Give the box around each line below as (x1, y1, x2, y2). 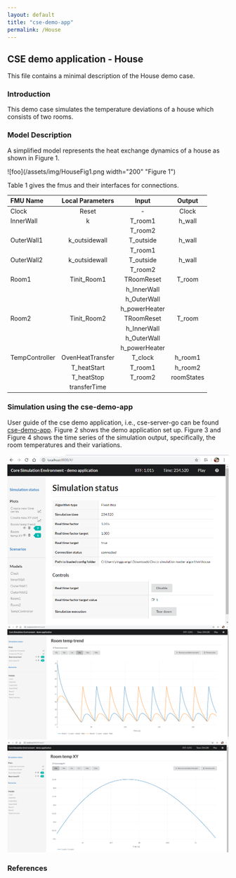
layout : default (7, 11, 55, 18)
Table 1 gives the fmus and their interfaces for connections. (7, 181, 179, 189)
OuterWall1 (10, 236, 44, 245)
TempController (10, 354, 56, 362)
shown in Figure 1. (7, 153, 60, 162)
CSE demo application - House (7, 53, 144, 65)
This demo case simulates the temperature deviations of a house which (7, 105, 214, 114)
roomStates (171, 373, 205, 381)
